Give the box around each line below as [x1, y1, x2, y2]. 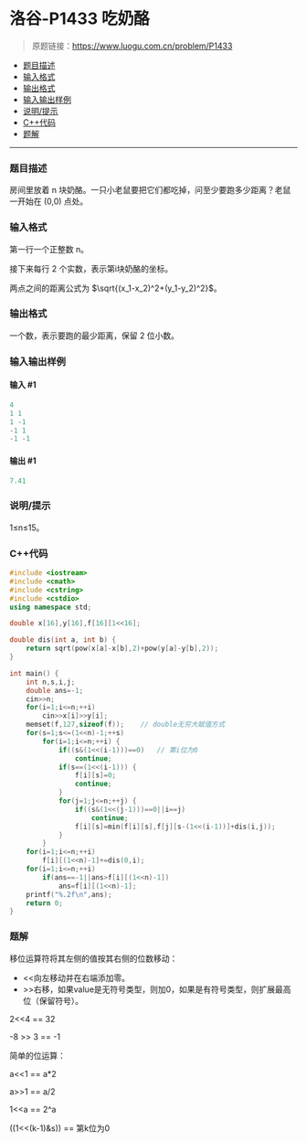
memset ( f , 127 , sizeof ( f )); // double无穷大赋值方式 [26, 720, 226, 730]
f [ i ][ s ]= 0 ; [74, 771, 117, 780]
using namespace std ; [9, 603, 92, 612]
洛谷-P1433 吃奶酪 [9, 8, 151, 29]
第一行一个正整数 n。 [9, 243, 90, 254]
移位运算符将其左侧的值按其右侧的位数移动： [9, 953, 178, 964]
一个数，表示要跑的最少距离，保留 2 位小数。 [9, 330, 180, 341]
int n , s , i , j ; [26, 678, 76, 687]
